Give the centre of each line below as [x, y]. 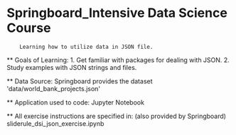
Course [29, 28]
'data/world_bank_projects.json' [54, 88]
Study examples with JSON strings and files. [72, 67]
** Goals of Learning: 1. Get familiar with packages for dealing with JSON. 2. [118, 60]
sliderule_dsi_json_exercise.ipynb [55, 123]
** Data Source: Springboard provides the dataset [80, 81]
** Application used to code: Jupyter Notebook [76, 102]
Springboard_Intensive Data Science [117, 13]
